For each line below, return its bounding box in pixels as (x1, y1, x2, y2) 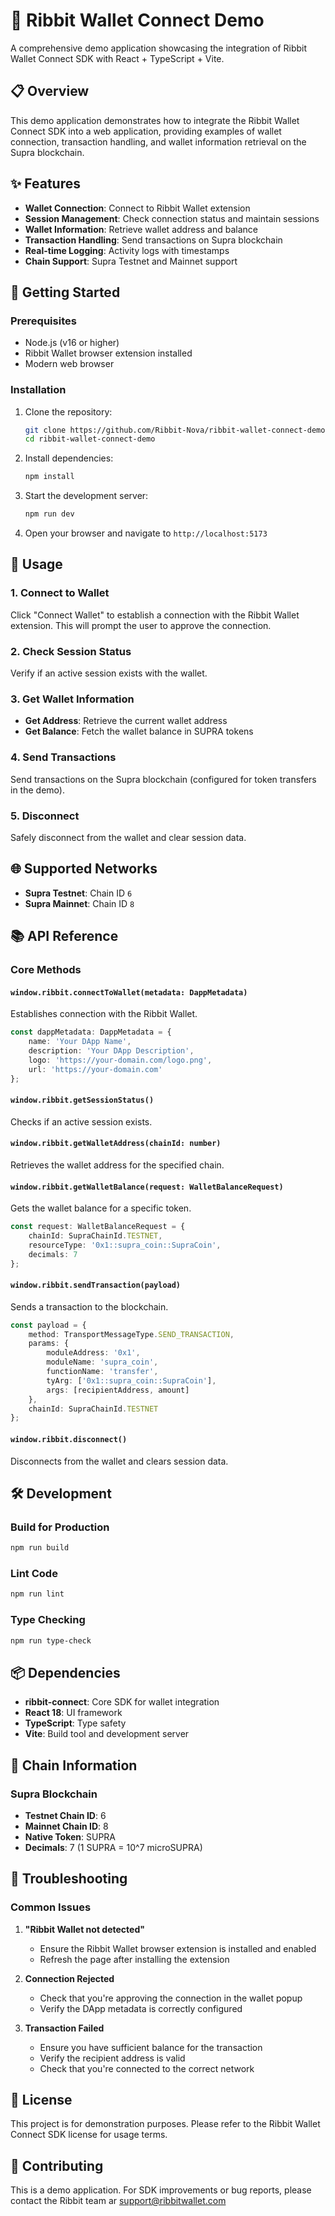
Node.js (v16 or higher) (24, 337, 120, 349)
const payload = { (10, 1320, 87, 1330)
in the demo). (10, 784, 65, 796)
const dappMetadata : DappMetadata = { (10, 1027, 172, 1038)
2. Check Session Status (10, 644, 132, 658)
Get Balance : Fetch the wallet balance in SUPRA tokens (24, 725, 254, 738)
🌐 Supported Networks (10, 860, 158, 878)
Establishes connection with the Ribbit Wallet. (10, 1008, 198, 1020)
